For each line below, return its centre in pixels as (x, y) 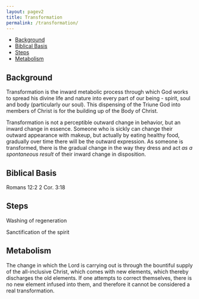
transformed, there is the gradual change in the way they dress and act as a (99, 148)
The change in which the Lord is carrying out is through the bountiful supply (99, 265)
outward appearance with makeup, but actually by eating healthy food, (93, 135)
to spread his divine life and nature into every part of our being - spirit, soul (98, 98)
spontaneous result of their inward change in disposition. (76, 154)
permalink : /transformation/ (42, 23)
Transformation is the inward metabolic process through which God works (97, 92)
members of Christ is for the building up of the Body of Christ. (82, 111)
